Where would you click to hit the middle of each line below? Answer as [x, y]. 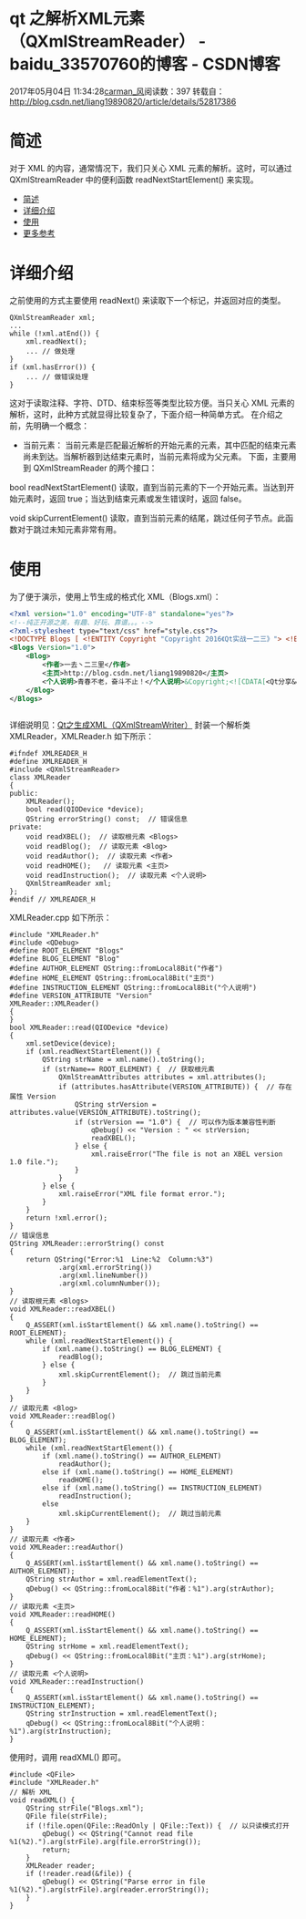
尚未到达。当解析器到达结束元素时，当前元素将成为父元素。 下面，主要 [155, 456]
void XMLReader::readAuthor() [67, 1548]
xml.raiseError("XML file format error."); [142, 1194]
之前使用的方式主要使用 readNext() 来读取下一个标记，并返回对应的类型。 [148, 300]
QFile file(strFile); [66, 1816]
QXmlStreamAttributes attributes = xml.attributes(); [162, 1078]
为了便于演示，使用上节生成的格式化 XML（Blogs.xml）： [115, 596]
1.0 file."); [34, 1162]
